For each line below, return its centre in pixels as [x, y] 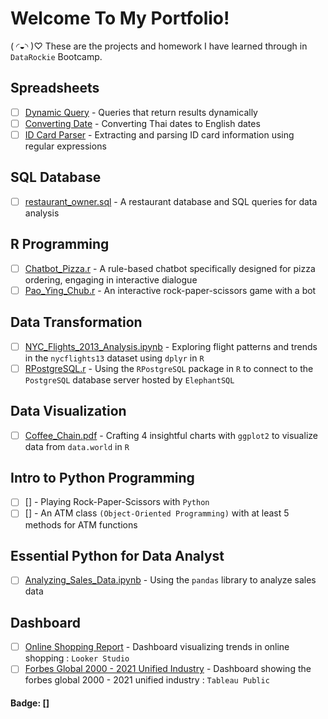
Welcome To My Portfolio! [120, 18]
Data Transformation [76, 322]
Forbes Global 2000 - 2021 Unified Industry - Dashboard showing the [168, 669]
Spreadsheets [55, 88]
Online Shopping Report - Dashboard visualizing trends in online [157, 647]
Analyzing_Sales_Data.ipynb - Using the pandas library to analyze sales [170, 580]
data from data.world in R [77, 446]
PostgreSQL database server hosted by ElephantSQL [129, 379]
